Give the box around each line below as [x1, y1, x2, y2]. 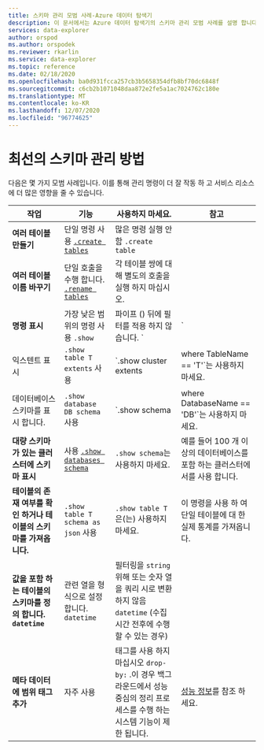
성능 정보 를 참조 [180, 685, 236, 696]
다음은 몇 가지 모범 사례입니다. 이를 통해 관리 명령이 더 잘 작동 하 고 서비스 [8, 178, 234, 187]
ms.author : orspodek [8, 41, 76, 49]
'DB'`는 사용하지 [180, 409, 238, 420]
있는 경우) [133, 630, 169, 641]
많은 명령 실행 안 [115, 224, 173, 235]
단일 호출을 [64, 262, 103, 273]
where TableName [180, 348, 249, 359]
